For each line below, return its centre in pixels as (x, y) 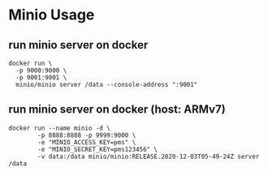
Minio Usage (52, 15)
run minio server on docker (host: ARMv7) (117, 110)
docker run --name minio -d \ (60, 128)
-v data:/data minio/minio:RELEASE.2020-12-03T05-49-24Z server (149, 156)
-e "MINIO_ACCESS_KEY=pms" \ (87, 142)
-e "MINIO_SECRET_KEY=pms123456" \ (98, 149)
